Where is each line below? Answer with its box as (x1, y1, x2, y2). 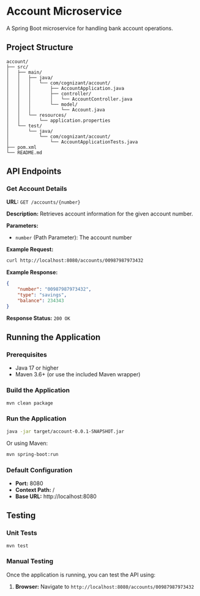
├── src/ (6, 64, 29, 70)
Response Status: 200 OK (6, 314, 70, 322)
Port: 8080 (15, 479, 44, 487)
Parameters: (6, 222, 39, 229)
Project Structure (6, 42, 73, 53)
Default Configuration (6, 466, 73, 474)
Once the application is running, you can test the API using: (6, 571, 156, 578)
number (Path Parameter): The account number (15, 234, 133, 241)
